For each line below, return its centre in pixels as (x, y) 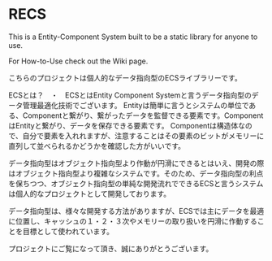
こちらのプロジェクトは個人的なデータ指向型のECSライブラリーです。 (125, 77)
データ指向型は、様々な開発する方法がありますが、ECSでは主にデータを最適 (136, 211)
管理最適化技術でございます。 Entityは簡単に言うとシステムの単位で (136, 105)
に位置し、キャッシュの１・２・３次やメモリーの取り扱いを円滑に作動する (133, 221)
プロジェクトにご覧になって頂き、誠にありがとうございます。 (111, 248)
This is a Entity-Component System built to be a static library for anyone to (133, 37)
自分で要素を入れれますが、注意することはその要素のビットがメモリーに (143, 136)
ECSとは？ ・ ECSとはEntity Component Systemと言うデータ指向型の (130, 95)
